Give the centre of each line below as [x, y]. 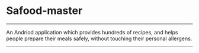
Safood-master [44, 11]
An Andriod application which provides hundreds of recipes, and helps [92, 32]
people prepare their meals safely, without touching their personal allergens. [99, 38]
